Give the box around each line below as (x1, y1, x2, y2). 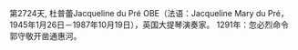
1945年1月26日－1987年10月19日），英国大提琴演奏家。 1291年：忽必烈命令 (9, 19, 290, 30)
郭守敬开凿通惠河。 (9, 31, 82, 41)
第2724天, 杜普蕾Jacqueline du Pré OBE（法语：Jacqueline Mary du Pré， (9, 8, 289, 18)
